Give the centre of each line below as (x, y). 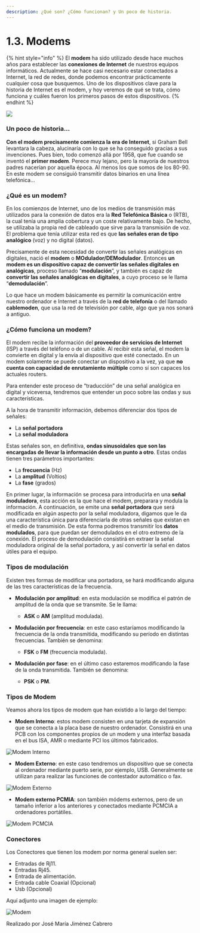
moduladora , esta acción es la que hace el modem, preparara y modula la (97, 501)
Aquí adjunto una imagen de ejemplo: (52, 901)
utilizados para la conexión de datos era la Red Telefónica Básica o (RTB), (98, 215)
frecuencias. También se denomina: (59, 640)
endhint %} (20, 102)
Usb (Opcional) (33, 889)
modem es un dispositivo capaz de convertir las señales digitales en (93, 265)
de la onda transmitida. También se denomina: (72, 670)
